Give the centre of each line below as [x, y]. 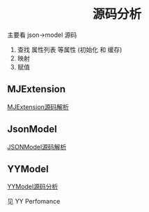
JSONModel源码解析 [37, 147]
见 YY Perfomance [34, 202]
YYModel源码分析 [33, 187]
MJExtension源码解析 [38, 107]
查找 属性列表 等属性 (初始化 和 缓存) [70, 49]
